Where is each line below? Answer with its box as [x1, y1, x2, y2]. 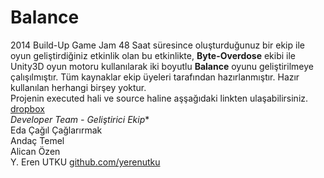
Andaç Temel [10, 134, 65, 146]
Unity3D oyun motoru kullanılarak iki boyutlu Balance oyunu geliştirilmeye [10, 60, 314, 72]
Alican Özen [10, 145, 61, 157]
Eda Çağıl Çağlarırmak [10, 124, 103, 136]
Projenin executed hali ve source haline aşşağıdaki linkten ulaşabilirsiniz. [10, 92, 309, 104]
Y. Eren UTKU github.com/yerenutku [10, 156, 161, 168]
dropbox [10, 102, 45, 115]
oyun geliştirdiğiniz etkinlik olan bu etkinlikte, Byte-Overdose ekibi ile [10, 49, 296, 61]
